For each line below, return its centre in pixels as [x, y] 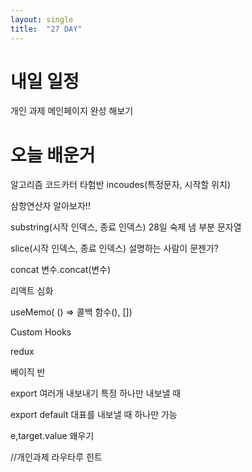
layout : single [42, 19]
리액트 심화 [32, 291]
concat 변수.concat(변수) [61, 270]
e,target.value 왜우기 [52, 436]
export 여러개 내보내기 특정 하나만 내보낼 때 [96, 393]
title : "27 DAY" [46, 29]
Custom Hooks [41, 332]
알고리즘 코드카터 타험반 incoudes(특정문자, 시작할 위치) [120, 185]
